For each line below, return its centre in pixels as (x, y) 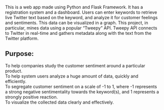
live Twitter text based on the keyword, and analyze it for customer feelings (82, 17)
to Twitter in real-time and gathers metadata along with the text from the (78, 33)
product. (14, 71)
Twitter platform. (22, 38)
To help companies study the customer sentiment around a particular (75, 65)
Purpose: (19, 54)
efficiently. (16, 81)
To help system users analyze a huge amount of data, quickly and (72, 76)
